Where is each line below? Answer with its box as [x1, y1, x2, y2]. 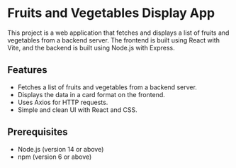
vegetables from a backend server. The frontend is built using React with [7, 35, 220, 44]
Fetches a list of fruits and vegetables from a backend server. [17, 83, 197, 91]
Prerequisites [7, 126, 68, 138]
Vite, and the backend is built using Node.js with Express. [7, 43, 175, 52]
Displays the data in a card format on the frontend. [17, 90, 165, 99]
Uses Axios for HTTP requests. [17, 98, 108, 106]
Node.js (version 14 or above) [17, 145, 104, 153]
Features [7, 64, 47, 76]
